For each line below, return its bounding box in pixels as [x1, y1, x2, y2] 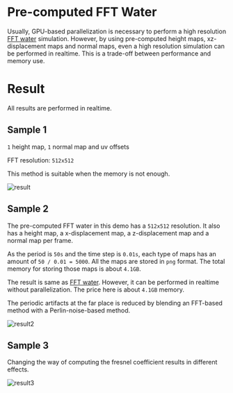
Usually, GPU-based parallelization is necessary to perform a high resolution [7, 27, 227, 35]
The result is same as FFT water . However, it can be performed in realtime [7, 278, 219, 286]
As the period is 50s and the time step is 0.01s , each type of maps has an [7, 249, 217, 258]
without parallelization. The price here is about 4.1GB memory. [7, 285, 184, 294]
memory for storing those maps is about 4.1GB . [7, 265, 141, 273]
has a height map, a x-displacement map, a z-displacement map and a [7, 228, 209, 237]
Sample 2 [7, 203, 49, 215]
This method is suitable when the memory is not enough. [7, 169, 170, 178]
